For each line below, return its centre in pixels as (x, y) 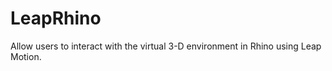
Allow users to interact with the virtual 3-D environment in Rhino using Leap (166, 46)
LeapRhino (56, 18)
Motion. (26, 56)
